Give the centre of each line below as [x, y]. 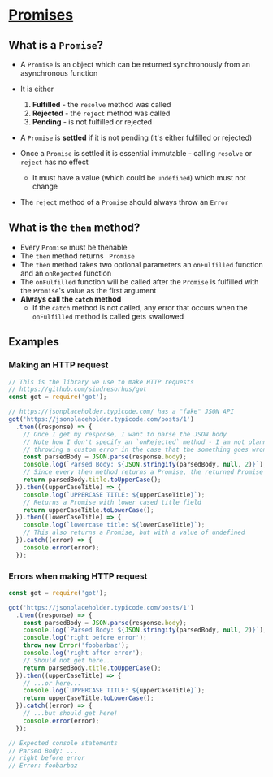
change [45, 186]
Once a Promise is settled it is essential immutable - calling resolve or [136, 153]
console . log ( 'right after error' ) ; [83, 653]
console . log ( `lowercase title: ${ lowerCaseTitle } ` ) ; [114, 525]
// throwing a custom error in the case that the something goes [136, 449]
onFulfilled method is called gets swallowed [108, 316]
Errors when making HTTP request [78, 576]
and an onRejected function [66, 273]
